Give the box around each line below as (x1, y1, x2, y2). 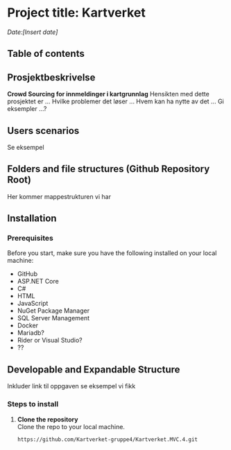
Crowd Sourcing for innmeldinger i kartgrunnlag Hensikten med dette (7, 90, 209, 98)
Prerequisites (7, 234, 53, 243)
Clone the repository (17, 415, 78, 424)
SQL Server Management (17, 314, 90, 322)
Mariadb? (17, 329, 45, 337)
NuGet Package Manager (17, 306, 90, 315)
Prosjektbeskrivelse (7, 71, 96, 83)
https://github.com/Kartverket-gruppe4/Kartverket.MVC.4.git (17, 435, 198, 443)
